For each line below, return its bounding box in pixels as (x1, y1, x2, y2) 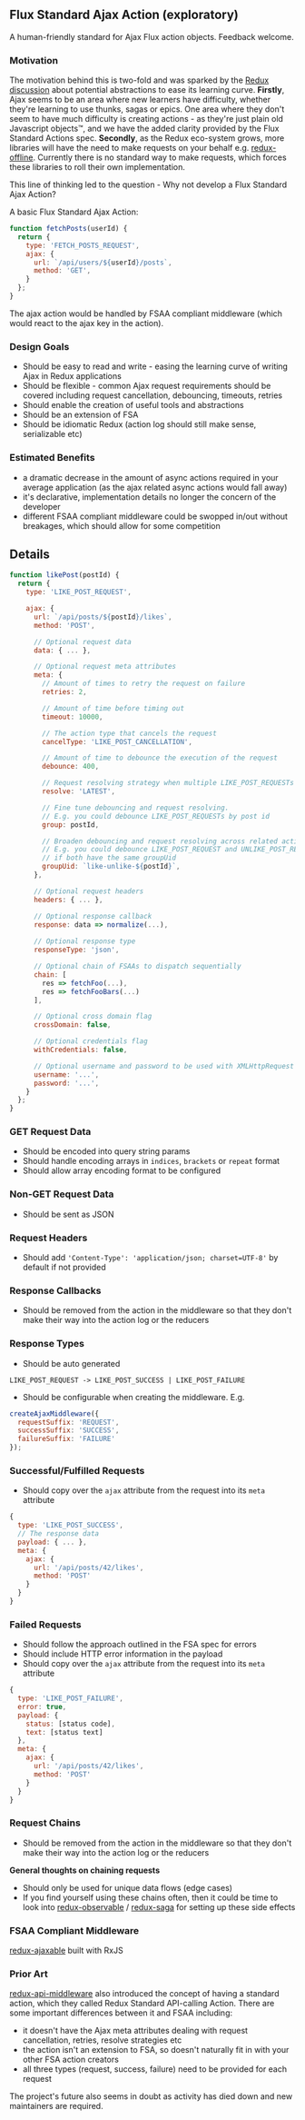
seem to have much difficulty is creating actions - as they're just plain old (9, 114, 284, 124)
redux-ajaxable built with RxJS (9, 1945, 124, 1956)
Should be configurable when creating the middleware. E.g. (22, 1391, 245, 1402)
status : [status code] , (25, 1719, 116, 1728)
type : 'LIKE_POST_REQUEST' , (25, 588, 132, 597)
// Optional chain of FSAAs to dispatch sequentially (33, 962, 242, 971)
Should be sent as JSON (22, 1209, 115, 1219)
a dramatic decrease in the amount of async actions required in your (22, 472, 279, 483)
